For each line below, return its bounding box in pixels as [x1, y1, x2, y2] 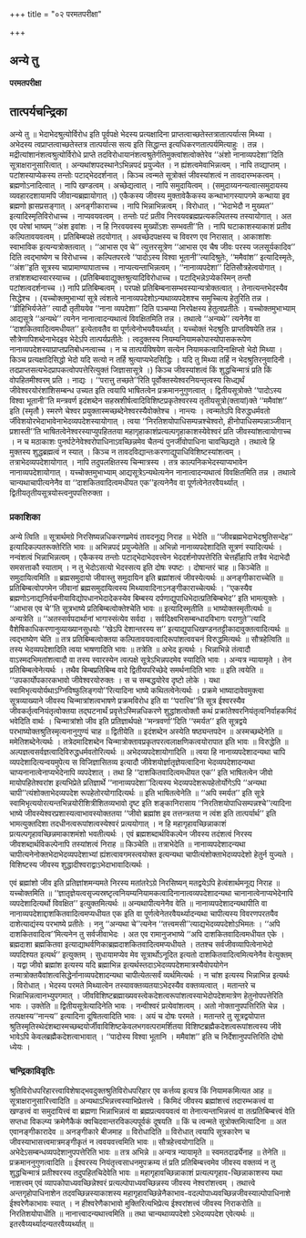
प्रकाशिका [9, 510, 41, 523]
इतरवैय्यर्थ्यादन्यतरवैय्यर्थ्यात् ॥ [9, 1219, 94, 1230]
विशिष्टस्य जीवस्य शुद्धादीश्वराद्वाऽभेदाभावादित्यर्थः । [9, 859, 150, 870]
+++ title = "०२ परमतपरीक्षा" [9, 9, 102, 19]
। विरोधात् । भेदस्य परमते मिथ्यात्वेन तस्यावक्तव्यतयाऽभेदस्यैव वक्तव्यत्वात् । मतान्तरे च [9, 979, 256, 990]
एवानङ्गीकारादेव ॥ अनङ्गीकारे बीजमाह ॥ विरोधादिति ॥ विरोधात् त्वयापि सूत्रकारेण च [9, 1126, 250, 1138]
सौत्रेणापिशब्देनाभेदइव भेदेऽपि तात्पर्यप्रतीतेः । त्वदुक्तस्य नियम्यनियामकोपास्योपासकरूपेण [9, 333, 252, 344]
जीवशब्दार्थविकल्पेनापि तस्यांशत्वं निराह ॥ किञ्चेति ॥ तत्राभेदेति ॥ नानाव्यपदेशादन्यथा [9, 838, 246, 849]
